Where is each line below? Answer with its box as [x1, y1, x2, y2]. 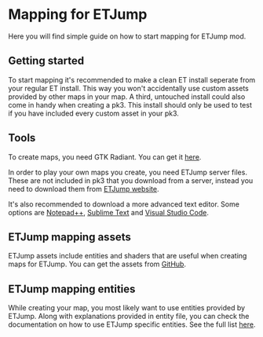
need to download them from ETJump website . [8, 184, 159, 193]
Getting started [8, 54, 85, 68]
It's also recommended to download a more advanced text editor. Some [8, 199, 239, 209]
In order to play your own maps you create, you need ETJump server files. [8, 167, 247, 177]
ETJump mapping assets [8, 230, 131, 244]
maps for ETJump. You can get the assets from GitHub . [8, 259, 187, 269]
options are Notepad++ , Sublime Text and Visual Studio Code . [8, 207, 210, 217]
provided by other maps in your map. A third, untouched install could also [8, 92, 246, 101]
